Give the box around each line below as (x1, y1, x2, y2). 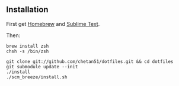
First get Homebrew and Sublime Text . (6, 20, 100, 27)
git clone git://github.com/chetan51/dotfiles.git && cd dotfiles (6, 58, 174, 64)
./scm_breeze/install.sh (6, 74, 68, 80)
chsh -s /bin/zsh (6, 48, 49, 54)
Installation (6, 5, 49, 15)
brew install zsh (6, 43, 49, 49)
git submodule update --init (6, 64, 78, 70)
